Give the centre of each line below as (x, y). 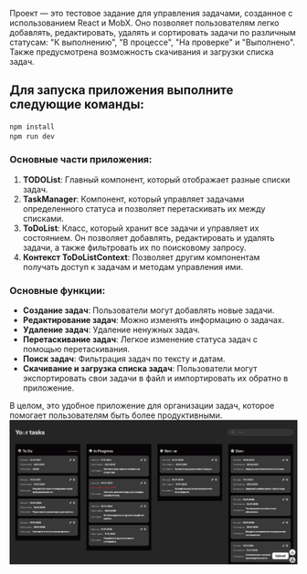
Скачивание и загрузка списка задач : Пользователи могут (140, 369)
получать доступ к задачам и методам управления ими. (133, 266)
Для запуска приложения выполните (122, 90)
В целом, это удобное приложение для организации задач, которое (142, 406)
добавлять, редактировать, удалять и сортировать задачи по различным (153, 32)
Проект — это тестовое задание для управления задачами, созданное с (151, 13)
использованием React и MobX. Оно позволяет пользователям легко (145, 23)
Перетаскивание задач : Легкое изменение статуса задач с (140, 339)
